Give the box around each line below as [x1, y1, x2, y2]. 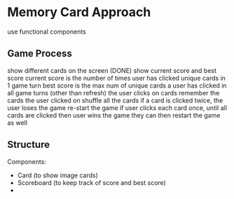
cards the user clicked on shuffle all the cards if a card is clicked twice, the [7, 96, 223, 104]
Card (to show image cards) [17, 171, 98, 179]
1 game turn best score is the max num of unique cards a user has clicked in [7, 81, 227, 90]
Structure [7, 139, 50, 151]
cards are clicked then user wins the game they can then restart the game [7, 111, 221, 119]
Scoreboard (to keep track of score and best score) [17, 178, 166, 186]
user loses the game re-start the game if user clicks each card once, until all [7, 103, 228, 112]
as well [7, 118, 28, 127]
